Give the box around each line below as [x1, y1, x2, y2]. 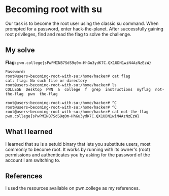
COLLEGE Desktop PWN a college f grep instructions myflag [5, 87, 151, 92]
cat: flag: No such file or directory [5, 78, 87, 83]
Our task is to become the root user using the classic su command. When [5, 20, 159, 26]
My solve [5, 46, 35, 54]
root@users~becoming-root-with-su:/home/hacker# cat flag [5, 74, 130, 79]
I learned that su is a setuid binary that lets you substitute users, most [5, 141, 151, 147]
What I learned [5, 127, 53, 136]
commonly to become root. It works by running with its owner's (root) [5, 146, 151, 152]
